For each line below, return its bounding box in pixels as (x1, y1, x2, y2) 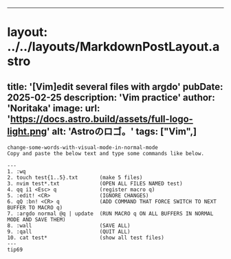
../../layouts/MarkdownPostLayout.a (7, 39, 220, 55)
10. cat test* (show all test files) (7, 234, 165, 241)
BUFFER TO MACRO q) (7, 204, 63, 211)
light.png (7, 125, 47, 137)
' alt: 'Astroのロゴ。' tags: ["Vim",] (47, 125, 197, 137)
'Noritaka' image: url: (7, 102, 100, 114)
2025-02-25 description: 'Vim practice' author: (7, 91, 215, 103)
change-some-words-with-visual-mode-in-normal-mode (7, 144, 158, 151)
